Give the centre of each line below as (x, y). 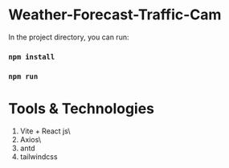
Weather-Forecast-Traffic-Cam (115, 15)
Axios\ (31, 139)
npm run (23, 76)
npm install (32, 57)
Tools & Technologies (82, 108)
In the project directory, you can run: (69, 37)
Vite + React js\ (45, 131)
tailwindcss (39, 156)
